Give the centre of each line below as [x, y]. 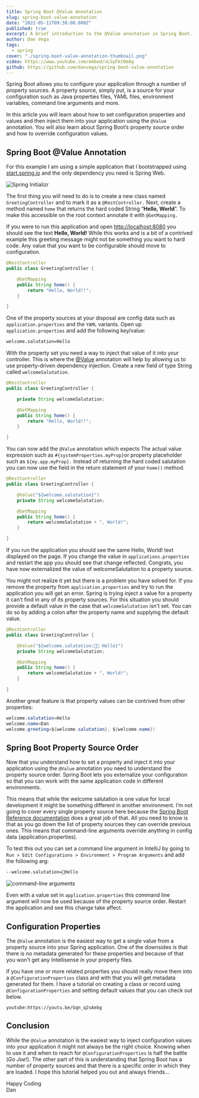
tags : [13, 45]
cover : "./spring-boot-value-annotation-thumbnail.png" [77, 56]
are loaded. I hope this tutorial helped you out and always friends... [88, 1072]
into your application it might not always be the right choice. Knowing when [98, 1046]
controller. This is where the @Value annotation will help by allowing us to [96, 359]
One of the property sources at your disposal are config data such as [91, 318]
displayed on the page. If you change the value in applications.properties [98, 556]
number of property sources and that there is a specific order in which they [98, 1065]
